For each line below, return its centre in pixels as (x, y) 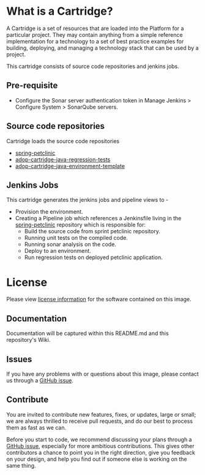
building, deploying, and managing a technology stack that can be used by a (102, 48)
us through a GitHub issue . (40, 380)
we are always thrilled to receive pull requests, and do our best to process (99, 421)
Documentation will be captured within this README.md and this (88, 333)
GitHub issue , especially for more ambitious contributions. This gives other (100, 446)
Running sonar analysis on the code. (70, 244)
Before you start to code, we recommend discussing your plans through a (99, 439)
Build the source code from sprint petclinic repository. (92, 231)
